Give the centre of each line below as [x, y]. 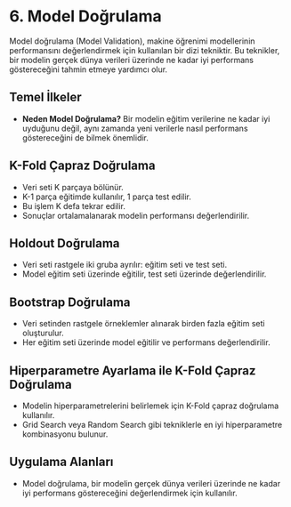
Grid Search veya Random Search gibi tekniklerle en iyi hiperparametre [152, 425]
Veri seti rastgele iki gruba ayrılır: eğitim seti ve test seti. [125, 265]
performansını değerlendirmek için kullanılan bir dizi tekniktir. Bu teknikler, [145, 50]
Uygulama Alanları [61, 462]
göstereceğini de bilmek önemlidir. [85, 137]
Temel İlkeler [45, 97]
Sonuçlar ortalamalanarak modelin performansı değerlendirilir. [136, 215]
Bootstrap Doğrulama [70, 302]
